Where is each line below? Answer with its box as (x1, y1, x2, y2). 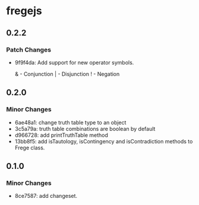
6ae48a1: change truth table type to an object (14, 118, 127, 126)
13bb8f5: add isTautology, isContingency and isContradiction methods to (14, 137, 193, 145)
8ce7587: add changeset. (14, 193, 78, 200)
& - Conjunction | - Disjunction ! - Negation (14, 70, 120, 78)
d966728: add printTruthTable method (14, 132, 109, 139)
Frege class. (14, 144, 45, 151)
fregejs (6, 4, 43, 18)
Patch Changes (6, 46, 52, 54)
